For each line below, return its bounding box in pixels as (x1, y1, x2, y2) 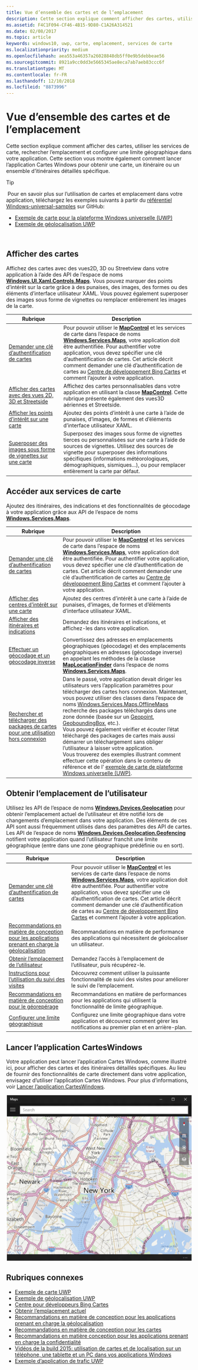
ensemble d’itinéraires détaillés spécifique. (6, 168, 110, 175)
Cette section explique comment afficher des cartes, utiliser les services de (6, 142, 190, 150)
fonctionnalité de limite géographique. (71, 1003, 163, 1010)
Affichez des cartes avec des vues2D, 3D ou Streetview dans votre (6, 264, 169, 271)
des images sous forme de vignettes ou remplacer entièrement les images (6, 296, 187, 303)
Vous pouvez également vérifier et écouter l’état (62, 726, 179, 733)
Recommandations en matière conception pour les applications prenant (14, 1332, 189, 1339)
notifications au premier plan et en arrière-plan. (71, 1024, 187, 1031)
